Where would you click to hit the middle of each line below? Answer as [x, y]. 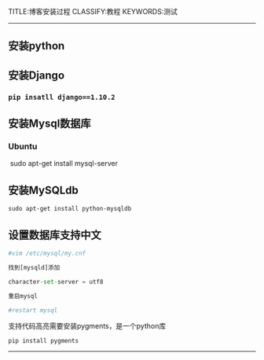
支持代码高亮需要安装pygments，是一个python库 [87, 326]
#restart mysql [33, 310]
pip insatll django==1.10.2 [62, 97]
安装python [37, 46]
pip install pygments [44, 341]
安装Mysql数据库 [50, 124]
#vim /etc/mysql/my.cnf [47, 254]
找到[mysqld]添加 [34, 267]
